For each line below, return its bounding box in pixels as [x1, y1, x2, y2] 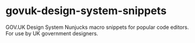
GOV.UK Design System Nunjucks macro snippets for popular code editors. [5, 24, 189, 31]
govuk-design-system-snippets [5, 4, 167, 18]
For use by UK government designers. [5, 29, 98, 37]
